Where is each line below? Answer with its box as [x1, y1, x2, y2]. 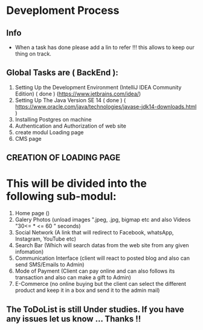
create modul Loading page [14, 128, 84, 136]
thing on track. [14, 50, 51, 57]
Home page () [14, 210, 50, 217]
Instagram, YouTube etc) [14, 235, 77, 242]
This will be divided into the [6, 176, 147, 190]
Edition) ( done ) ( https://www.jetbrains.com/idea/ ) [14, 90, 141, 97]
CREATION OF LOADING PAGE [6, 152, 121, 163]
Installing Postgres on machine [14, 115, 92, 123]
